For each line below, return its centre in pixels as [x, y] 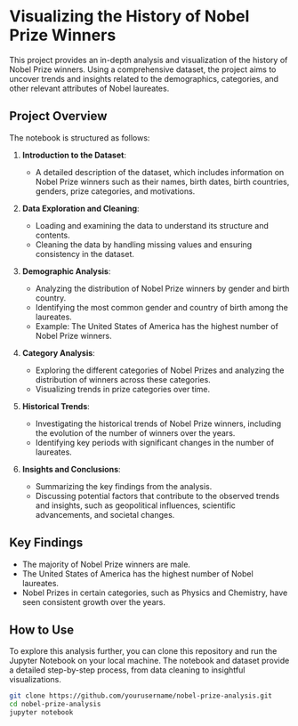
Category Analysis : [58, 352]
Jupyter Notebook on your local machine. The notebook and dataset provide [149, 661]
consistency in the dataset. [85, 254]
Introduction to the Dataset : [74, 155]
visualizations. [36, 680]
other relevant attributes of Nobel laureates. [89, 88]
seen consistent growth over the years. [94, 601]
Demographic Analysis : [66, 271]
